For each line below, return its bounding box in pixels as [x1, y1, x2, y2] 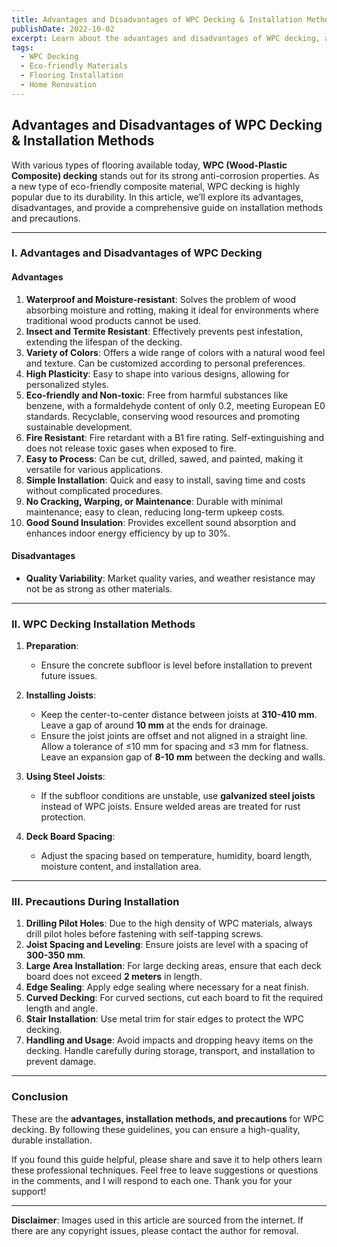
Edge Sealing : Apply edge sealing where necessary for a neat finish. [25, 981, 309, 993]
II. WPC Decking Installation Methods [11, 617, 196, 631]
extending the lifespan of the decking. [25, 336, 183, 348]
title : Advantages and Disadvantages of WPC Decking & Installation [11, 14, 303, 25]
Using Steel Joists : [25, 771, 106, 783]
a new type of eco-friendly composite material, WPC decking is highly [11, 180, 301, 192]
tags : [11, 42, 34, 53]
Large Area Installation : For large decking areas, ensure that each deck [25, 960, 322, 972]
